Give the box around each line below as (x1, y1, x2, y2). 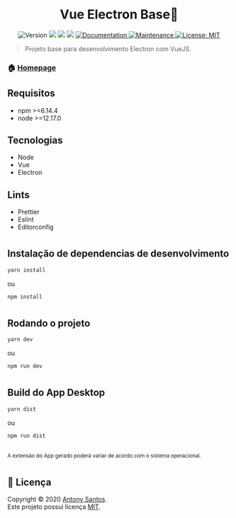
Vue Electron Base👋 (60, 6, 179, 23)
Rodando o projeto (7, 317, 91, 329)
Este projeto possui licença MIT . (7, 502, 101, 511)
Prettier (17, 207, 40, 216)
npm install (7, 293, 43, 301)
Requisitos (7, 87, 55, 99)
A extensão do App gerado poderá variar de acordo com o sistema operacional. (7, 453, 201, 460)
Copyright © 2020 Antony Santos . (7, 495, 108, 503)
